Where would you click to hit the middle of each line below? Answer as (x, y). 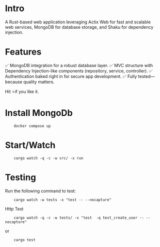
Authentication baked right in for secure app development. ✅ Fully (71, 76)
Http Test (14, 209)
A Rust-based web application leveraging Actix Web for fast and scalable (78, 22)
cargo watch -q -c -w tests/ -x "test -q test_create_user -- (79, 218)
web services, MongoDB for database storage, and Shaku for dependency (79, 27)
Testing (21, 177)
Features (23, 52)
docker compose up (32, 126)
